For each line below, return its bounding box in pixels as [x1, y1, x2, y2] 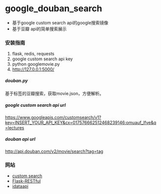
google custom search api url [5, 102, 66, 108]
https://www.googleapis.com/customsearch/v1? [5, 115, 101, 121]
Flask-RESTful [12, 178, 41, 184]
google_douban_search [5, 3, 102, 14]
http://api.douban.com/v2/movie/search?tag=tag [5, 148, 103, 154]
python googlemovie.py [12, 61, 60, 67]
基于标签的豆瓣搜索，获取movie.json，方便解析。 [5, 91, 104, 97]
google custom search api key [12, 56, 73, 62]
